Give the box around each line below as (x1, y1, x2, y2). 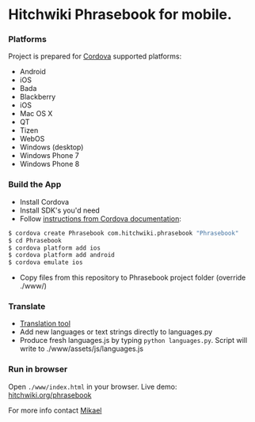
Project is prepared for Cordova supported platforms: (8, 51, 182, 61)
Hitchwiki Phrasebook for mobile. (8, 6, 232, 24)
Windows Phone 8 (19, 160, 80, 169)
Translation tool (19, 318, 71, 329)
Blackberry (19, 92, 56, 102)
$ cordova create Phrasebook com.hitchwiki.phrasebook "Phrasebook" (8, 229, 239, 237)
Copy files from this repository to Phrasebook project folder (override (19, 273, 246, 282)
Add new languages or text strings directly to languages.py (19, 327, 213, 337)
